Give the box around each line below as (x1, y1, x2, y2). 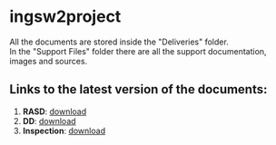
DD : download (22, 115, 76, 126)
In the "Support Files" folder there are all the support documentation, (9, 45, 267, 56)
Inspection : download (22, 125, 106, 136)
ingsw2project (9, 6, 122, 27)
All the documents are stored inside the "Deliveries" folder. (9, 36, 229, 47)
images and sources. (9, 55, 88, 66)
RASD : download (22, 106, 87, 117)
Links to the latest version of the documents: (9, 82, 268, 97)
